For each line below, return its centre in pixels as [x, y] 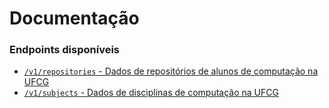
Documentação [74, 18]
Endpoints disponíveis [65, 50]
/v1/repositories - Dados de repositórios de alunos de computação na [171, 71]
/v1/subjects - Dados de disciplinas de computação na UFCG [151, 93]
